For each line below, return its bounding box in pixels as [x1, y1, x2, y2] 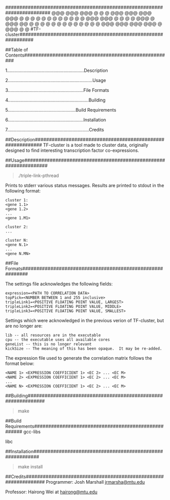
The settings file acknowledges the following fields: [5, 281, 113, 287]
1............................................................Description [5, 67, 108, 73]
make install [17, 464, 43, 469]
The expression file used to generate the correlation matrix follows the [5, 355, 152, 361]
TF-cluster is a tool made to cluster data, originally [43, 142, 149, 148]
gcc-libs [23, 429, 41, 435]
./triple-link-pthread [17, 173, 59, 178]
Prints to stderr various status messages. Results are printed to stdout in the [5, 182, 164, 188]
